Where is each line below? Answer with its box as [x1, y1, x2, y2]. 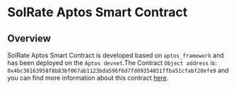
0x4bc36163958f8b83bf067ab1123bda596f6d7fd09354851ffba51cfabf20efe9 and [7, 66, 230, 74]
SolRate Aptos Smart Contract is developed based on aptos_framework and [7, 51, 224, 59]
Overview [7, 32, 52, 44]
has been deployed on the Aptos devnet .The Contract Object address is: [7, 59, 218, 67]
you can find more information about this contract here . [7, 73, 169, 82]
